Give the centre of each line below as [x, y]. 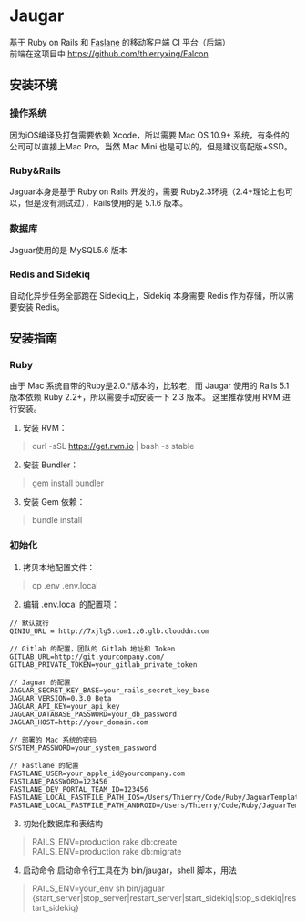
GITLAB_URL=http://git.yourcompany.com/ [87, 657]
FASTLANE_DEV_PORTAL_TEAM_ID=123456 [79, 789]
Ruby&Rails [35, 170]
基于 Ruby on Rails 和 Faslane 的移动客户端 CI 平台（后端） [120, 42]
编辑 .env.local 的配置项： [71, 604]
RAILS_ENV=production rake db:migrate [107, 851]
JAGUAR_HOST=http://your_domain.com [79, 722]
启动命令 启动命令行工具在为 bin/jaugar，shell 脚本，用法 [129, 870]
